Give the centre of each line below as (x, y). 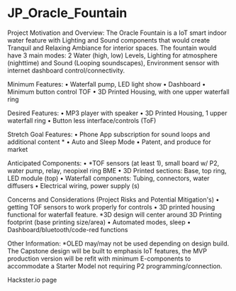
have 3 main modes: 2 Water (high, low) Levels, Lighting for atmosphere (112, 55)
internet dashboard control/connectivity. (66, 70)
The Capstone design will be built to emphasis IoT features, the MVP (107, 251)
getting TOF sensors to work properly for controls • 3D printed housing (111, 207)
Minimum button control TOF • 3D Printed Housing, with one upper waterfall (118, 92)
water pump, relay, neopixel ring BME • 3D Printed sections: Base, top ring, (117, 170)
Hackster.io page (32, 280)
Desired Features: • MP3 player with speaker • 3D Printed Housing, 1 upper (117, 113)
